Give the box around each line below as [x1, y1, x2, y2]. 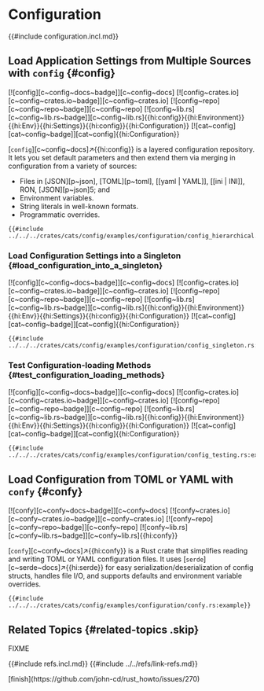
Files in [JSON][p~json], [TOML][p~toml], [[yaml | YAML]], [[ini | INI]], [19, 176, 245, 186]
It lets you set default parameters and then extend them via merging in [8, 153, 236, 162]
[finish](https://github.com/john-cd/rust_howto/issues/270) [8, 674, 200, 683]
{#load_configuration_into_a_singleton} [8, 259, 163, 270]
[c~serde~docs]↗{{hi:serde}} [8, 563, 104, 572]
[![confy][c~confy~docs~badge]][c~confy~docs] [8, 505, 169, 516]
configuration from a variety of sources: [8, 161, 137, 171]
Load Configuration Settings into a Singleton [8, 250, 181, 261]
